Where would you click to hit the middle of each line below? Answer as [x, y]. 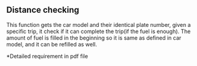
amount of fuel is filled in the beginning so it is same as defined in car [94, 38]
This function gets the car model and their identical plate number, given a [98, 24]
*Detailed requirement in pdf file [47, 56]
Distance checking [43, 10]
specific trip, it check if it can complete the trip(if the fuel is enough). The [98, 31]
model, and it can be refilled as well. [52, 44]
